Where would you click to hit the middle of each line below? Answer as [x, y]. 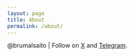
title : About [26, 20]
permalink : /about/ [35, 26]
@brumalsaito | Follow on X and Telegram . [67, 46]
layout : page [26, 13]
